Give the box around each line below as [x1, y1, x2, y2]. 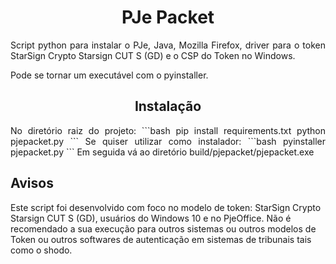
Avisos [10, 175, 54, 192]
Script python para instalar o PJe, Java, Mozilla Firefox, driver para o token [10, 39, 326, 51]
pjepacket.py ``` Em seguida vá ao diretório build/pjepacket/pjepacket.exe [10, 146, 315, 158]
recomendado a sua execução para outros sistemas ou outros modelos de [10, 222, 317, 235]
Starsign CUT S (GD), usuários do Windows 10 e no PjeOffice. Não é [10, 212, 292, 224]
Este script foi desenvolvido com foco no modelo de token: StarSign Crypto [10, 201, 322, 213]
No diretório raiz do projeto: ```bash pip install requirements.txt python [10, 124, 326, 136]
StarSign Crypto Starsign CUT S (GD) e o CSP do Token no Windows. [10, 49, 296, 61]
